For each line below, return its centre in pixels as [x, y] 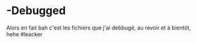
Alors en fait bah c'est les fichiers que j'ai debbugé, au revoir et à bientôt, [99, 28]
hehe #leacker [24, 34]
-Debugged [36, 11]
